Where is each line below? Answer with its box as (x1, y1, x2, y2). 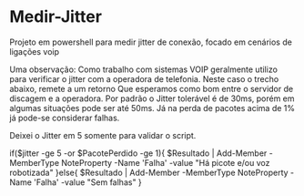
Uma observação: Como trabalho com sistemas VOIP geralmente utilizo (9, 64, 278, 75)
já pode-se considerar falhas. (9, 112, 120, 123)
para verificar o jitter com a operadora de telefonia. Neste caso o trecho (9, 73, 279, 84)
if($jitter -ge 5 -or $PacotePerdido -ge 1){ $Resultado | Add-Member (9, 148, 268, 159)
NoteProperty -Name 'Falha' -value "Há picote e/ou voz (60, 157, 270, 168)
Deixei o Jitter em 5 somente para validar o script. (9, 129, 197, 140)
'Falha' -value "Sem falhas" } (33, 176, 143, 188)
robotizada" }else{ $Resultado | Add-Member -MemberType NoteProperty (9, 167, 289, 178)
